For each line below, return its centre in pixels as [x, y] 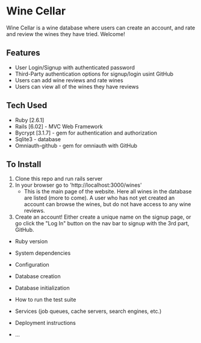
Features [23, 53]
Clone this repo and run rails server [59, 179]
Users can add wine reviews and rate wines [69, 80]
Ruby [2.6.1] [29, 120]
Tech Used [27, 105]
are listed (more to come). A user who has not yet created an [99, 198]
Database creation [38, 276]
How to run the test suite [45, 300]
